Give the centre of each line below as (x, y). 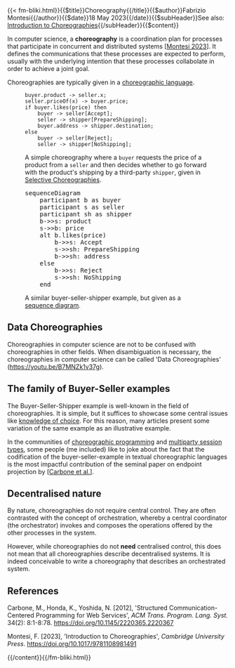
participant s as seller (82, 207)
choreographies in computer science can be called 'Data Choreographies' (114, 359)
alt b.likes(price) (73, 235)
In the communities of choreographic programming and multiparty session (115, 442)
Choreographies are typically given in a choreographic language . (101, 82)
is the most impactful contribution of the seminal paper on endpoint (105, 464)
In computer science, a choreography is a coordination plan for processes (115, 39)
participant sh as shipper (86, 214)
